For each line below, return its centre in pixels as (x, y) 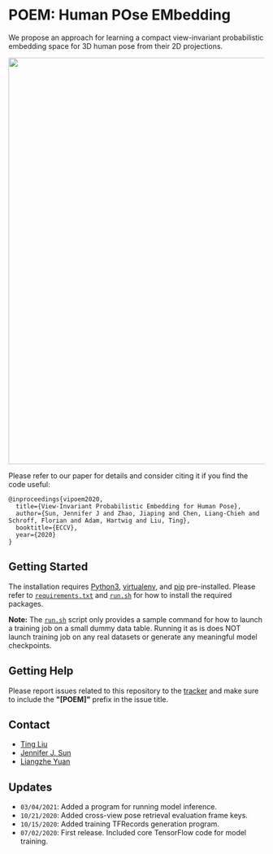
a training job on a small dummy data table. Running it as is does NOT (125, 628)
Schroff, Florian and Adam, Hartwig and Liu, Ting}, (100, 521)
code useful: (29, 484)
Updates (30, 787)
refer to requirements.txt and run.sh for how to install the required (120, 595)
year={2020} (36, 534)
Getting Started (48, 567)
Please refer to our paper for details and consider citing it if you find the (128, 475)
